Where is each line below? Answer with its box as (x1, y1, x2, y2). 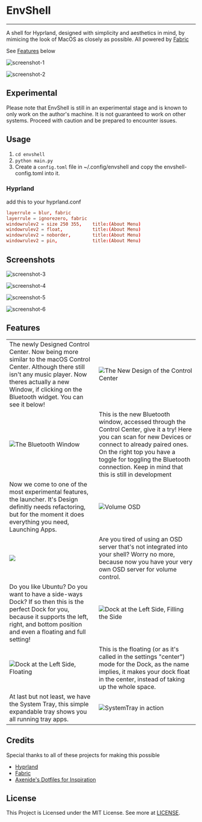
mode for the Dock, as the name (99, 660, 189, 668)
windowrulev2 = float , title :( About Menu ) (6, 226, 141, 232)
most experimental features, (9, 487, 89, 496)
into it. (44, 169, 60, 176)
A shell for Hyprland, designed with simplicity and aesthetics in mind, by (6, 29, 185, 36)
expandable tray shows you (9, 707, 87, 715)
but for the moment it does (9, 510, 84, 518)
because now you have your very (99, 558, 193, 566)
